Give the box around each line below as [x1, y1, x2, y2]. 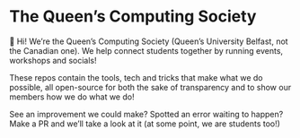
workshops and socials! [9, 55, 97, 65]
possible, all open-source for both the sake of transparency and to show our [9, 82, 292, 92]
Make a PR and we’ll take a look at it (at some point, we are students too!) [9, 118, 281, 129]
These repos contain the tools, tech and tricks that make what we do [9, 72, 263, 82]
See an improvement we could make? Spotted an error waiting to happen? [9, 108, 284, 119]
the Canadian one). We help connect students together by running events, [9, 45, 284, 56]
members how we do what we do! [9, 91, 135, 102]
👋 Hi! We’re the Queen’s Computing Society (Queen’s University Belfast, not [9, 36, 289, 47]
